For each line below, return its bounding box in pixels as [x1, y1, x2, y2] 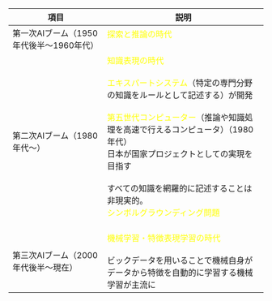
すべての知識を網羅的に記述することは [106, 183, 253, 194]
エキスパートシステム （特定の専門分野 [106, 77, 253, 88]
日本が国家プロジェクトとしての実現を [106, 148, 253, 159]
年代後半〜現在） [12, 262, 79, 273]
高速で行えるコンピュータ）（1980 [122, 124, 253, 135]
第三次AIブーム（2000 [12, 250, 99, 260]
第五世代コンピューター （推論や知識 [106, 112, 245, 123]
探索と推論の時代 [106, 28, 172, 40]
